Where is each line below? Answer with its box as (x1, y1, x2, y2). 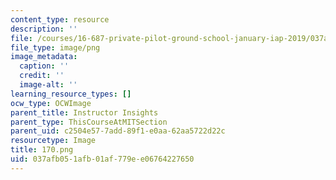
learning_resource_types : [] (10, 89, 132, 99)
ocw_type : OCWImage (10, 98, 92, 108)
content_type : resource (10, 14, 110, 25)
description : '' (10, 24, 78, 34)
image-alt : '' (19, 80, 78, 90)
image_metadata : (10, 52, 78, 62)
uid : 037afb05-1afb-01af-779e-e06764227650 (10, 154, 195, 164)
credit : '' (19, 71, 65, 81)
